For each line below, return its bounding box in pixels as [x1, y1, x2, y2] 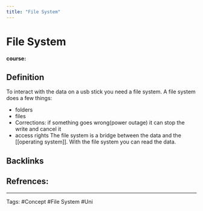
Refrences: [6, 176, 49, 187]
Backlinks [6, 156, 44, 166]
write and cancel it [14, 125, 62, 133]
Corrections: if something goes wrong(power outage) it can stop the [14, 119, 185, 127]
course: [6, 55, 27, 62]
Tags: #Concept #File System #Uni [6, 198, 93, 205]
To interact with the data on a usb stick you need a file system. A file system [6, 88, 196, 95]
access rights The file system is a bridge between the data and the [14, 132, 181, 139]
